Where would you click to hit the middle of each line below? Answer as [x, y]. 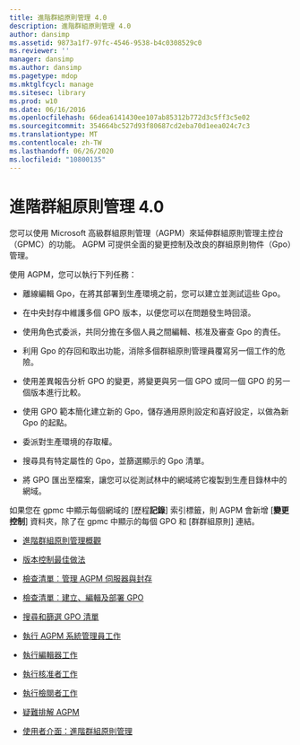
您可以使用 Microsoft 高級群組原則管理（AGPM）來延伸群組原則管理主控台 [146, 233]
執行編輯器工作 [50, 655]
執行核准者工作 [50, 674]
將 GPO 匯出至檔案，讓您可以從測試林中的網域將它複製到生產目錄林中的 [154, 480]
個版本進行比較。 [54, 392]
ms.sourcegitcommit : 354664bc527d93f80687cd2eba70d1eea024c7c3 [130, 127]
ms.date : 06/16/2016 [48, 110]
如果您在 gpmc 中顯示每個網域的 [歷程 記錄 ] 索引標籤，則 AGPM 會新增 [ [141, 510]
